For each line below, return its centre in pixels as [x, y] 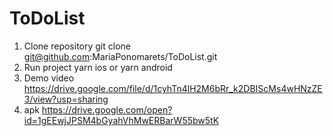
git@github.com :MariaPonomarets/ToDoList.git [120, 56]
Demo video [49, 78]
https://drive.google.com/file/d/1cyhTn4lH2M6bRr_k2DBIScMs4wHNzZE [173, 88]
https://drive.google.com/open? [107, 109]
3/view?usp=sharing [66, 99]
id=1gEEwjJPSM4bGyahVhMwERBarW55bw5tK [121, 120]
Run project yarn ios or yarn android [98, 67]
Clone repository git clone [77, 46]
